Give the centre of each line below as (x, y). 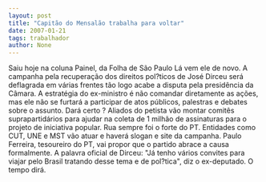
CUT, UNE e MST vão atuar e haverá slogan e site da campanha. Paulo (125, 136)
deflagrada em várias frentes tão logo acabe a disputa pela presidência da (131, 85)
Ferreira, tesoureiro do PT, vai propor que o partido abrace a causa (119, 144)
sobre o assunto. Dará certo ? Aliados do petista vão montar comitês (121, 111)
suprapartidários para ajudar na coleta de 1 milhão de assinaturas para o (127, 119)
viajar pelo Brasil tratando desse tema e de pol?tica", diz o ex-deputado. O (131, 161)
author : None (30, 45)
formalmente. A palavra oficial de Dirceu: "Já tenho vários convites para (127, 153)
